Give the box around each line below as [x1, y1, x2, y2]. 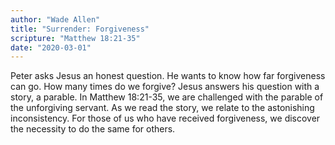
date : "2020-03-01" [10, 42, 92, 53]
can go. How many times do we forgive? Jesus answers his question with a [10, 81, 320, 93]
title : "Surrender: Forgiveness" [10, 24, 150, 34]
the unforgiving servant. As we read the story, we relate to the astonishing [10, 102, 315, 114]
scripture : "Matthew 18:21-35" [10, 33, 141, 43]
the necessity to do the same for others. [10, 123, 176, 135]
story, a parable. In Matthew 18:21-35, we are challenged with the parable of [10, 91, 324, 103]
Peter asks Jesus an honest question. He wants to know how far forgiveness [10, 70, 326, 82]
